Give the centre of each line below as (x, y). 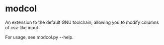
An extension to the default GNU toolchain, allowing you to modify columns (82, 22)
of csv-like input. (22, 27)
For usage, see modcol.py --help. (39, 37)
